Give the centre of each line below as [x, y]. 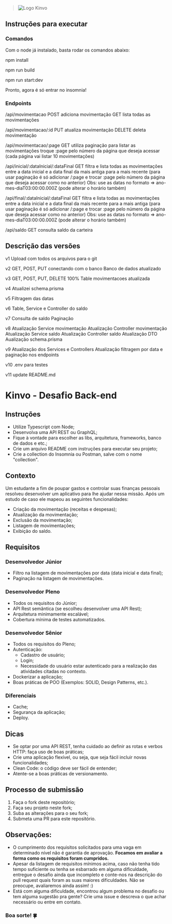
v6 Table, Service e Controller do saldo [47, 308]
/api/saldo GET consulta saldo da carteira [49, 230]
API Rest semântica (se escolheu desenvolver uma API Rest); [77, 608]
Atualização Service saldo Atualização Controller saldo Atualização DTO [81, 334]
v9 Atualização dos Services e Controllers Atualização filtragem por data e [84, 349]
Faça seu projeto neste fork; [43, 808]
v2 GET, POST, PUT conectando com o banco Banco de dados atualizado [83, 268]
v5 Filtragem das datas [30, 298]
